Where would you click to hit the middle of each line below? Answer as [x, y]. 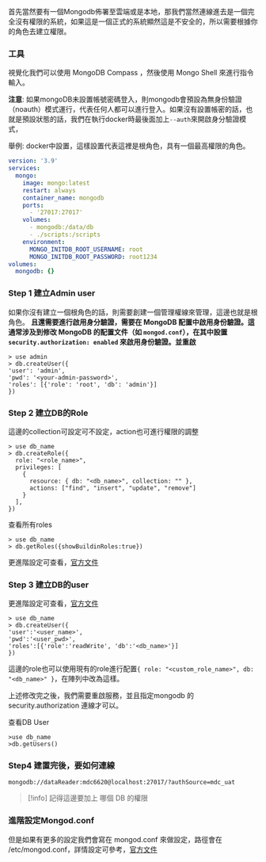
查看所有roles [30, 524]
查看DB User [29, 723]
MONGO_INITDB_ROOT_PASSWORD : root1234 [93, 257]
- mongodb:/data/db [61, 227]
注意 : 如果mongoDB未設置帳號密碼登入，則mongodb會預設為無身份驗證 [125, 99]
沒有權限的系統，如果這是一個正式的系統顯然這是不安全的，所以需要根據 [133, 21]
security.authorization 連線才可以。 [66, 706]
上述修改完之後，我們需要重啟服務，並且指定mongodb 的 [101, 696]
